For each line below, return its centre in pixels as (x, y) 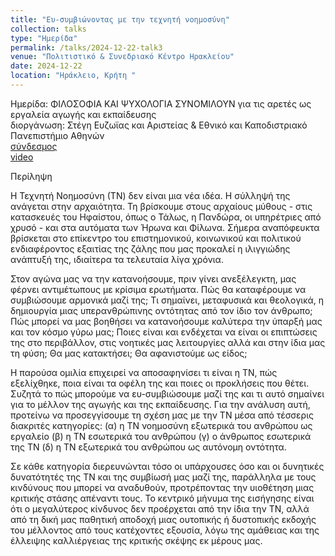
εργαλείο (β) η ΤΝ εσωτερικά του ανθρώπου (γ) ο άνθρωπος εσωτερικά (161, 436)
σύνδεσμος (34, 146)
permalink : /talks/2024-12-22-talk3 (86, 47)
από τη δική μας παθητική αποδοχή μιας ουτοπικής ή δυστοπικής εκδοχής (163, 519)
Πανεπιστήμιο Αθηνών (57, 135)
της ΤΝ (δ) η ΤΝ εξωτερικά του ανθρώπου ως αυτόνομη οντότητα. (148, 447)
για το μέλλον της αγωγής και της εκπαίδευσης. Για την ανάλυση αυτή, (160, 404)
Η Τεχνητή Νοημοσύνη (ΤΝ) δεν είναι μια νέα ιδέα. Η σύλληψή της (150, 195)
